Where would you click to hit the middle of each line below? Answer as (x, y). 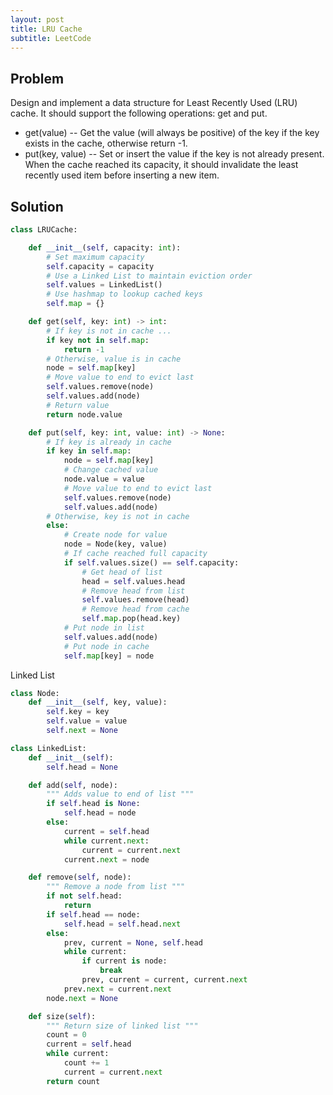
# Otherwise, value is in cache (114, 359)
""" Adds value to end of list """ (120, 794)
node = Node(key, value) (115, 544)
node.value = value (104, 479)
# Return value (78, 405)
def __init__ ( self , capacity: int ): (105, 247)
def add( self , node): (73, 785)
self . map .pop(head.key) (131, 619)
